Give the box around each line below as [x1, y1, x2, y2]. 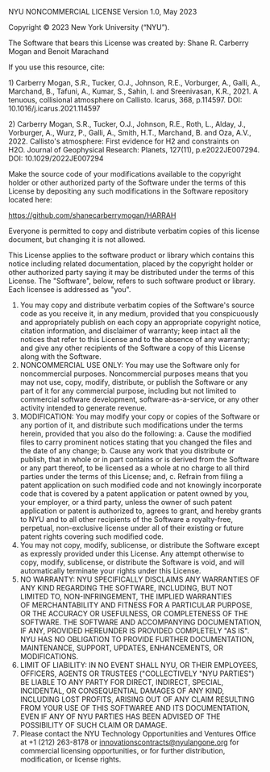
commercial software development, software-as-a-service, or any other [19, 394, 260, 404]
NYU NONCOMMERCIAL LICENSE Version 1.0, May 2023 [8, 7, 197, 16]
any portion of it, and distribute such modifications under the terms [19, 420, 243, 430]
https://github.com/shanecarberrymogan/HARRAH [8, 211, 177, 220]
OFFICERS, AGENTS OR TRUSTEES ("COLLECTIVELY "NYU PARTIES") [19, 669, 255, 678]
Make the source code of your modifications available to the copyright [8, 169, 242, 178]
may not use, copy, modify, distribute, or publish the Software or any [19, 378, 248, 386]
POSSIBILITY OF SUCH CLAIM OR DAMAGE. [19, 720, 168, 729]
